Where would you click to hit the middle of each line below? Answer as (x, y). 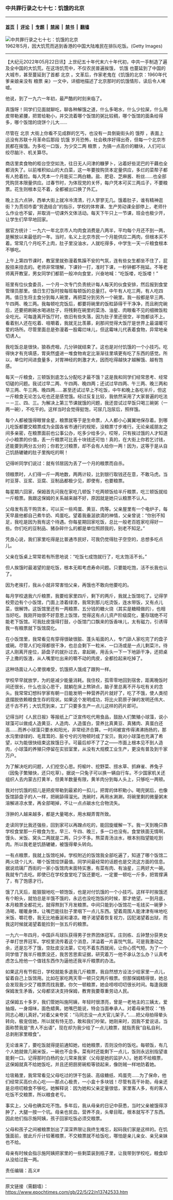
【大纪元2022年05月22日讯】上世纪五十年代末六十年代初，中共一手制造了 (84, 62)
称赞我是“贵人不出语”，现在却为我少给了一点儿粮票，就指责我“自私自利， (87, 1028)
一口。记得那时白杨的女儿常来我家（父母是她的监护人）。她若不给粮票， (90, 1058)
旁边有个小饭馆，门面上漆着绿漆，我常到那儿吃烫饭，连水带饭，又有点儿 (86, 602)
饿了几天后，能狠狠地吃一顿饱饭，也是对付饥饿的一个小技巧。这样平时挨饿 (84, 892)
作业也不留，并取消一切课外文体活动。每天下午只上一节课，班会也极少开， (89, 213)
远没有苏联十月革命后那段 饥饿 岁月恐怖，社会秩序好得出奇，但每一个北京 (83, 140)
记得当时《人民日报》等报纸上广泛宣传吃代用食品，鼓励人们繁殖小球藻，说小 (86, 717)
